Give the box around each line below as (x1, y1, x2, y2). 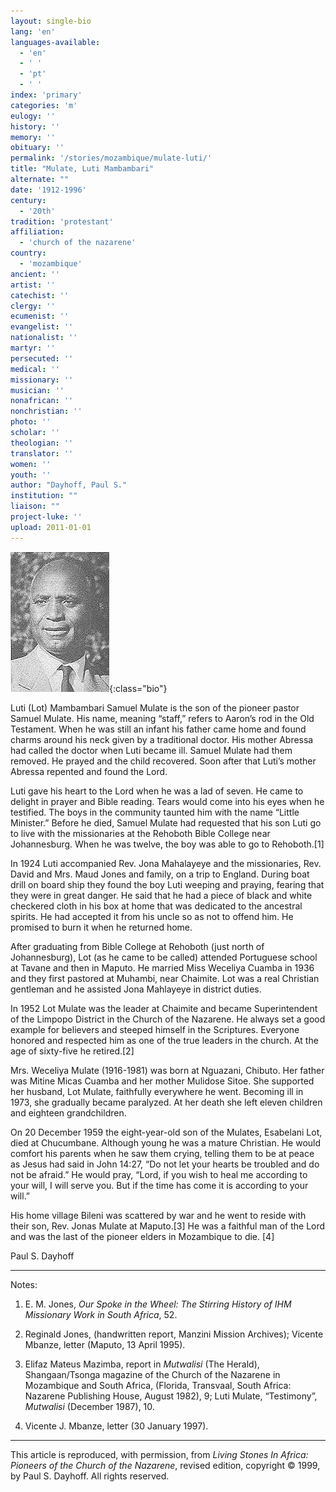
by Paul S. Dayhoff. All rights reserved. (10, 1470, 170, 1482)
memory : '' (10, 132, 56, 142)
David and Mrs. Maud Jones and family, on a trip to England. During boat (10, 868, 310, 880)
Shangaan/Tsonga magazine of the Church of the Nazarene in (24, 1368, 281, 1380)
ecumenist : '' (10, 311, 70, 322)
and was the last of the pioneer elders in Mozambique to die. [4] (10, 1230, 275, 1242)
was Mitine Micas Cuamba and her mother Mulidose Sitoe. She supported (10, 1075, 315, 1087)
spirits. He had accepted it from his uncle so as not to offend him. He (10, 910, 294, 922)
